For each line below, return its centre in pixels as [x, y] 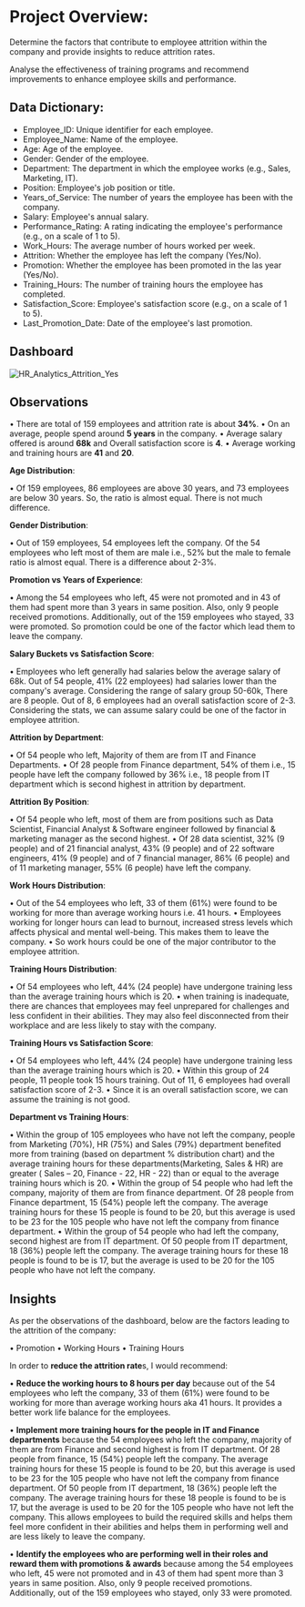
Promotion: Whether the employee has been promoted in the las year [152, 265]
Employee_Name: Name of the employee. [100, 139]
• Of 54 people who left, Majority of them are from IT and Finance [133, 755]
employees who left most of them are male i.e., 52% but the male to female [150, 553]
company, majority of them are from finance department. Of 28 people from [152, 1193]
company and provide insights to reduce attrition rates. [112, 51]
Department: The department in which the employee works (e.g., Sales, [157, 168]
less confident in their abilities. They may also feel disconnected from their [149, 1016]
